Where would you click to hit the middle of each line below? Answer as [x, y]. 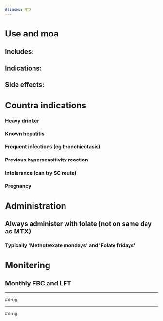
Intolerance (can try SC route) [41, 173]
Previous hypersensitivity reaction [47, 160]
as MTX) [18, 232]
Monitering [28, 265]
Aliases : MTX [18, 9]
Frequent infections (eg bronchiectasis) [53, 146]
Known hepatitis [25, 134]
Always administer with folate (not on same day [78, 224]
